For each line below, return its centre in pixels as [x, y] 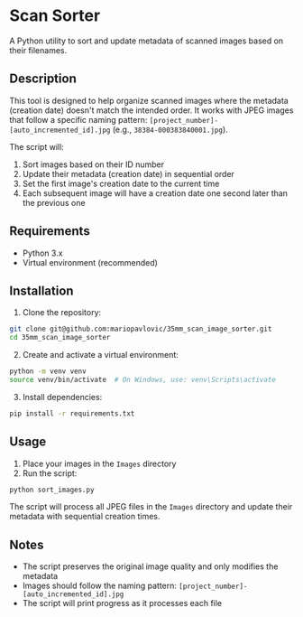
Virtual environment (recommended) [90, 262]
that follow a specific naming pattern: [78, 119]
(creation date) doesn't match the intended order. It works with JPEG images [151, 110]
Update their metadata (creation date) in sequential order [128, 173]
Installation [41, 290]
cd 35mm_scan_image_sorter [60, 338]
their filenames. [38, 50]
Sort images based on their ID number [93, 164]
